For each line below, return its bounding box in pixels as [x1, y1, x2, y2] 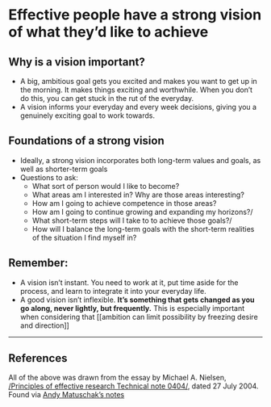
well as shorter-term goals [19, 164, 108, 174]
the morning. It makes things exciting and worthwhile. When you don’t [19, 85, 252, 94]
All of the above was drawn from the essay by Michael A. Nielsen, [8, 373, 227, 383]
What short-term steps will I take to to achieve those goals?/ [31, 216, 232, 225]
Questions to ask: [19, 172, 79, 183]
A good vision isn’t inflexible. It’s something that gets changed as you [19, 295, 256, 304]
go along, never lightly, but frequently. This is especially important [19, 303, 245, 313]
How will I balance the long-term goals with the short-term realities [31, 224, 255, 233]
